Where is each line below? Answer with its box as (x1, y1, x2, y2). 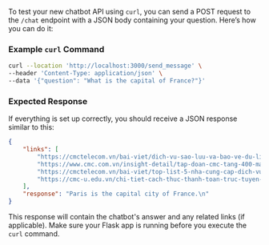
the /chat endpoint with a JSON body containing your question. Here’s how (8, 15, 256, 25)
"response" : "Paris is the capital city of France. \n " (22, 190, 210, 199)
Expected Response (8, 95, 88, 106)
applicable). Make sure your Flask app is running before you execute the (8, 220, 247, 231)
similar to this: (8, 122, 54, 132)
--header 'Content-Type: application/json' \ (8, 70, 163, 78)
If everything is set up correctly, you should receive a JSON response (8, 114, 238, 123)
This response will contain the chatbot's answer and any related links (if (8, 212, 246, 222)
